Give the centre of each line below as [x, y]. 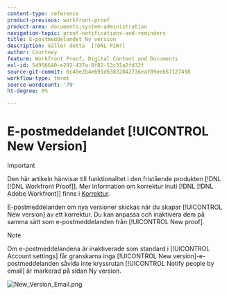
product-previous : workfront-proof [59, 20]
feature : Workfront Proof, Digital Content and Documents [93, 59]
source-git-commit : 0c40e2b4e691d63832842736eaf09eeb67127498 [99, 71]
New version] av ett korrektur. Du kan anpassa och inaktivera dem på [106, 214]
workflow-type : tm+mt [39, 78]
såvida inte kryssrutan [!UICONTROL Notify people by [137, 264]
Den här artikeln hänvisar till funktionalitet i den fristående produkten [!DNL [114, 179]
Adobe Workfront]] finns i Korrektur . [59, 194]
